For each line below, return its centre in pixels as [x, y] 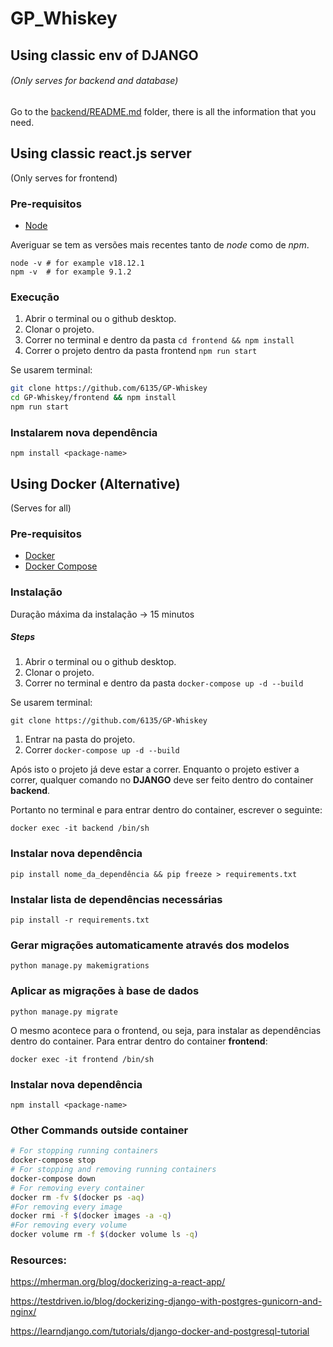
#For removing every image [66, 1207]
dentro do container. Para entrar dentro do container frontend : [139, 1041]
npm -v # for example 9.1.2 [71, 272]
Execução [35, 297]
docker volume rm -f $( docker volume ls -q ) [104, 1235]
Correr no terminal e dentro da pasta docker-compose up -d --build [164, 683]
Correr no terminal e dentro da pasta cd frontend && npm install [159, 340]
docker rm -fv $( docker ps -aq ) [77, 1197]
